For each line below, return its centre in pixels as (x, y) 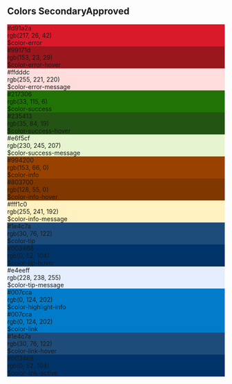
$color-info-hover (33, 197)
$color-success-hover (39, 131)
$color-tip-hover (31, 262)
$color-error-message (39, 86)
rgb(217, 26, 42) (30, 35)
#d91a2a (20, 28)
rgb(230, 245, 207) (34, 145)
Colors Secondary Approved (68, 11)
